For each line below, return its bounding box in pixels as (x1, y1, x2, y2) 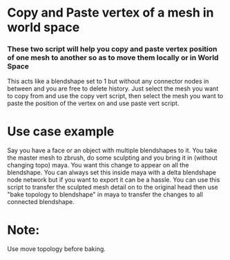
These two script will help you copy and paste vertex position (7, 44, 218, 54)
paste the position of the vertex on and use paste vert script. (7, 99, 180, 108)
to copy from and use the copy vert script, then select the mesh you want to (7, 92, 224, 100)
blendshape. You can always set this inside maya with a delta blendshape (7, 168, 216, 177)
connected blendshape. (7, 198, 75, 206)
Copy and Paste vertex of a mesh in (7, 5, 214, 21)
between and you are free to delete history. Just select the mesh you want (7, 84, 219, 93)
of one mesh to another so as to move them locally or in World (7, 53, 219, 63)
